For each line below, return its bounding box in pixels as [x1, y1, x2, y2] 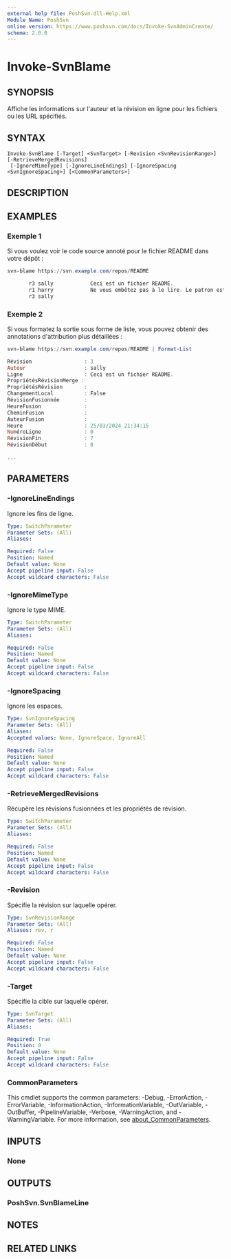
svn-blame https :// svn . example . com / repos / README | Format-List [7, 346, 192, 353]
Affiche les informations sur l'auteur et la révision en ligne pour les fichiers [7, 105, 218, 113]
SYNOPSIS [7, 86, 54, 98]
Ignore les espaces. [7, 702, 63, 711]
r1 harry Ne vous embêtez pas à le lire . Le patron [28, 286, 214, 293]
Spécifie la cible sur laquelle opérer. [7, 997, 109, 1005]
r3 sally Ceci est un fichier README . [28, 280, 174, 287]
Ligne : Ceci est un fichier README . [7, 370, 174, 378]
